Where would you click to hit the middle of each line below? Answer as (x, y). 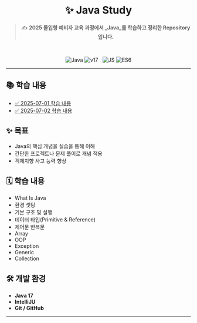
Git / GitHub (29, 308)
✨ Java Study (98, 10)
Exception (27, 246)
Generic (24, 253)
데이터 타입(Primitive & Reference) (55, 220)
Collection (27, 258)
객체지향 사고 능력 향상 (40, 161)
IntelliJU (25, 302)
